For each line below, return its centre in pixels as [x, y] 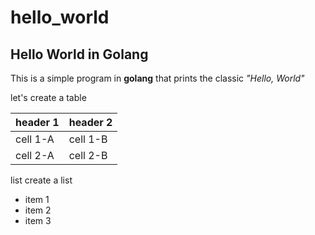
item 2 [38, 210]
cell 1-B [88, 139]
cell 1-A [35, 139]
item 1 [37, 199]
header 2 [90, 122]
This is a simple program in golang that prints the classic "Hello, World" [157, 78]
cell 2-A [35, 155]
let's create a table [48, 97]
